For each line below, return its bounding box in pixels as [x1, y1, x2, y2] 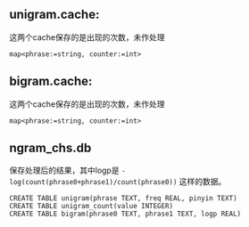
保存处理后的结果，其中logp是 [9, 165, 120, 176]
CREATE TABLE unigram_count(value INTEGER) [9, 202, 174, 211]
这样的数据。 [178, 176, 227, 187]
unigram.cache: [9, 7, 100, 22]
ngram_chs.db [9, 141, 92, 156]
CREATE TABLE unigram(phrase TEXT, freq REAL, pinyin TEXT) [9, 194, 238, 203]
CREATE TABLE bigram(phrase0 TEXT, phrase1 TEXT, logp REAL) [9, 209, 242, 219]
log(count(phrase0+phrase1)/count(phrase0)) [9, 178, 178, 187]
